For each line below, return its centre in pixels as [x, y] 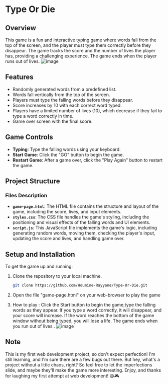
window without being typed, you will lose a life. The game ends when [85, 321]
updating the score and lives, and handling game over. [68, 239]
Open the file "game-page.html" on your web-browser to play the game [86, 295]
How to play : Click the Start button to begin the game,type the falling [84, 305]
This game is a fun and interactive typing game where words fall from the [81, 40]
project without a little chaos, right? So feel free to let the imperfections [79, 365]
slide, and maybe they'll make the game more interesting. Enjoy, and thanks [83, 370]
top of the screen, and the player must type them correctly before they [78, 45]
